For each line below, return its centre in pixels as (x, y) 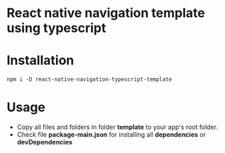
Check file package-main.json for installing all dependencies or (111, 135)
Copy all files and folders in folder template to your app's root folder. (117, 127)
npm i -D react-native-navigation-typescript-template (89, 79)
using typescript (56, 28)
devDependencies (44, 142)
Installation (40, 61)
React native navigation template (106, 13)
